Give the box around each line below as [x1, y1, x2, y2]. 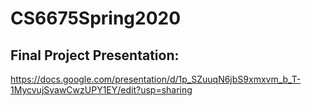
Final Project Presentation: [10, 47, 180, 64]
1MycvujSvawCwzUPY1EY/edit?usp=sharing [10, 84, 193, 96]
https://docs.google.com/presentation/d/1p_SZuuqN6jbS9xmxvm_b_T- [10, 73, 302, 85]
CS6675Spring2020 [10, 7, 182, 30]
